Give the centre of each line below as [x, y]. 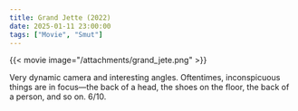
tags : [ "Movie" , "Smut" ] [56, 34]
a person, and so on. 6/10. [58, 97]
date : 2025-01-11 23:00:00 [60, 26]
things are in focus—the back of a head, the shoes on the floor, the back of [149, 88]
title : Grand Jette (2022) [60, 18]
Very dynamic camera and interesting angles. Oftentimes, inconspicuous [145, 78]
